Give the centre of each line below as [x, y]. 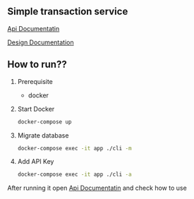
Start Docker [36, 109]
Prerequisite [35, 81]
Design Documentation [41, 42]
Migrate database [43, 135]
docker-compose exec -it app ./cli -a [74, 175]
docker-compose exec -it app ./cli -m [74, 148]
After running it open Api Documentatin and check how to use [97, 188]
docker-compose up [44, 122]
